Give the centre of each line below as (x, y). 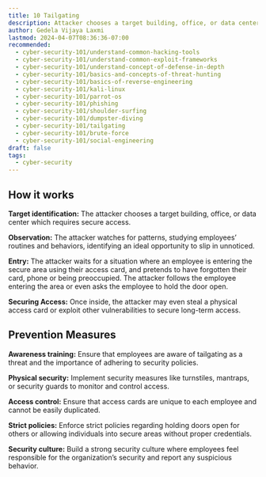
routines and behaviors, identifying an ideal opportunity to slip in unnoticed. (131, 245)
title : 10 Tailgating (44, 15)
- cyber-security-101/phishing (67, 104)
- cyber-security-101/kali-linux (70, 89)
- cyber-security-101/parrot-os (69, 97)
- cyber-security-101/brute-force (72, 133)
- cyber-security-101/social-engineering (85, 140)
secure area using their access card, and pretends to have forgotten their (127, 269)
